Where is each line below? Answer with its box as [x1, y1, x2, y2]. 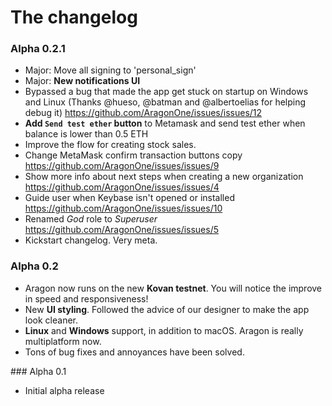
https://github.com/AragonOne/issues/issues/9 [24, 160, 220, 172]
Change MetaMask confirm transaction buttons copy [24, 149, 243, 161]
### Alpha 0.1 [10, 365, 67, 377]
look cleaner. [24, 314, 79, 326]
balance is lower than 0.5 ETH [24, 128, 149, 140]
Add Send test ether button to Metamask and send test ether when [24, 117, 306, 130]
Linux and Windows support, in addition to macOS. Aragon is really [24, 324, 304, 336]
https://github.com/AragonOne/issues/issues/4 [24, 181, 220, 193]
